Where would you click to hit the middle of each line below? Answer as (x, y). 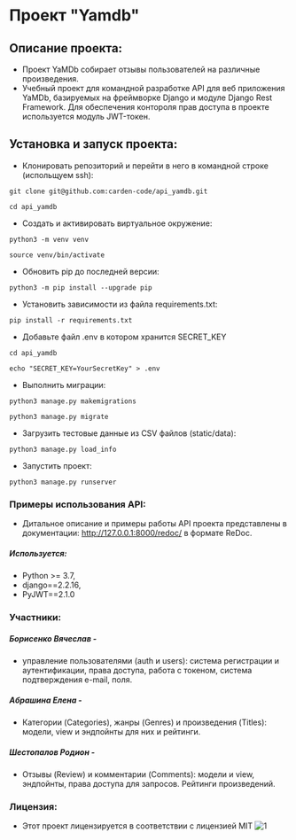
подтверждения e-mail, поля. (77, 680)
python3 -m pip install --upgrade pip (81, 288)
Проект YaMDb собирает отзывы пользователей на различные (141, 69)
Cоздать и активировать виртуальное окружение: (117, 223)
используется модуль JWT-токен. (86, 117)
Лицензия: (33, 806)
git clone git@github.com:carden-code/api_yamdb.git (109, 191)
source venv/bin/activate (57, 255)
